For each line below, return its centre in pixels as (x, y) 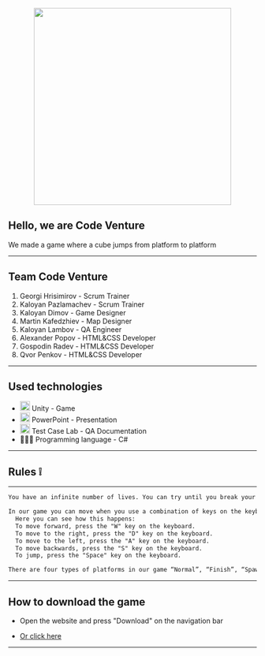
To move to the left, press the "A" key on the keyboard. (113, 541)
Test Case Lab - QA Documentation (89, 431)
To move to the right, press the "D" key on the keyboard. (114, 533)
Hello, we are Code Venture (77, 226)
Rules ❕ (25, 472)
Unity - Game (53, 408)
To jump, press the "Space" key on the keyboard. (98, 556)
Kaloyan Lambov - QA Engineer (71, 329)
